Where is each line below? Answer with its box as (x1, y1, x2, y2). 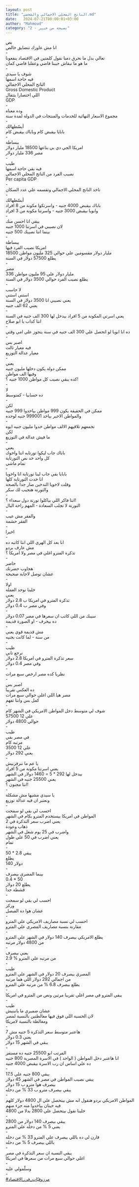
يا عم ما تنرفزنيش (5, 760, 38, 766)
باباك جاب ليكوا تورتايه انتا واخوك (5, 450, 66, 456)
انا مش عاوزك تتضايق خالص (5, 45, 57, 51)
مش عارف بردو (5, 544, 34, 550)
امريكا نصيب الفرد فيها (5, 245, 46, 251)
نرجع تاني (5, 650, 23, 656)
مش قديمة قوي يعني (5, 629, 44, 635)
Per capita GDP (5, 176, 37, 182)
